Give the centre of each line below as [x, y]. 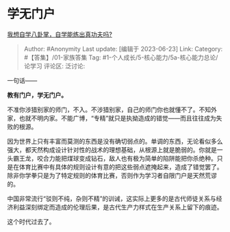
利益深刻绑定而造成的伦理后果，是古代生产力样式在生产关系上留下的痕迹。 [118, 207]
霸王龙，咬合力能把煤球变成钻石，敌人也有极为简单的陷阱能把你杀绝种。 [115, 158]
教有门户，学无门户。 [37, 95]
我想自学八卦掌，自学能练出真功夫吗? [60, 34]
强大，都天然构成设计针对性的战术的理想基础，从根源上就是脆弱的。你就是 [112, 150]
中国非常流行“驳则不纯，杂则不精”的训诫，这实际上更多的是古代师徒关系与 [112, 198]
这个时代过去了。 [31, 221]
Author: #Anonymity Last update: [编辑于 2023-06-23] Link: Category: [123, 49]
